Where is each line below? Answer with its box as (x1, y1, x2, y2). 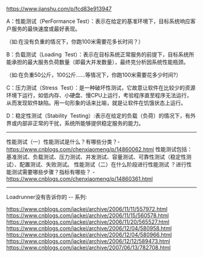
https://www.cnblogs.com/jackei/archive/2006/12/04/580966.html (6, 231, 172, 238)
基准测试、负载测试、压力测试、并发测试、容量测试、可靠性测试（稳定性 (6, 154, 186, 160)
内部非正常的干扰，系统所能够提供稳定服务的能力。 (16, 120, 144, 126)
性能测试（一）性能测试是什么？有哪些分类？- (6, 138, 120, 145)
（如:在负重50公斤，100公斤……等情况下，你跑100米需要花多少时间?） (6, 71, 182, 78)
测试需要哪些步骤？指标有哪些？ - (11, 169, 95, 175)
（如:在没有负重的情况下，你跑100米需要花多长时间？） (6, 38, 144, 45)
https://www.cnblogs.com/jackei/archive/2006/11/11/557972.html (6, 206, 168, 212)
